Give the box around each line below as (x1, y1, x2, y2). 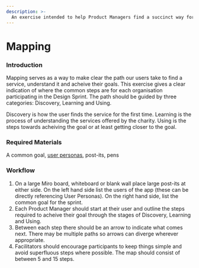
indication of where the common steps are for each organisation (6, 86, 163, 93)
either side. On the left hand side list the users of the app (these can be (14, 186, 189, 193)
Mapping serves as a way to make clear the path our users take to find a (6, 74, 182, 81)
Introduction (6, 60, 43, 69)
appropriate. (14, 236, 46, 243)
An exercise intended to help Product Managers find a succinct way (11, 14, 184, 20)
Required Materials (6, 138, 62, 146)
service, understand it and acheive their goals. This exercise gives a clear (6, 80, 185, 88)
